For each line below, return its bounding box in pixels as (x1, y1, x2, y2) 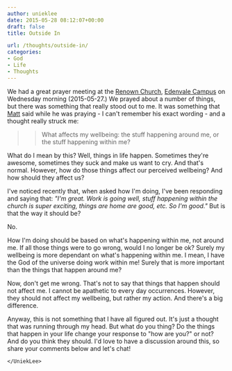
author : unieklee (7, 10, 58, 17)
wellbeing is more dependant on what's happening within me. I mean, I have (7, 251, 225, 259)
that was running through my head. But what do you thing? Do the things (7, 322, 215, 331)
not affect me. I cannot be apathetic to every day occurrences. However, (7, 286, 215, 294)
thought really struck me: (7, 116, 79, 125)
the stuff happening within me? (41, 137, 131, 146)
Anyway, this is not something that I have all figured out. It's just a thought (7, 315, 219, 323)
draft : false (7, 23, 45, 30)
